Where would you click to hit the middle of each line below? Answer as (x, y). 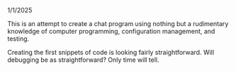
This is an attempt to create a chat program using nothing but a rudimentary (118, 24)
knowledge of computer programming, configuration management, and (111, 31)
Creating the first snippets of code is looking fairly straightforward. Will (111, 52)
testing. (18, 39)
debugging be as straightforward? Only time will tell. (83, 60)
